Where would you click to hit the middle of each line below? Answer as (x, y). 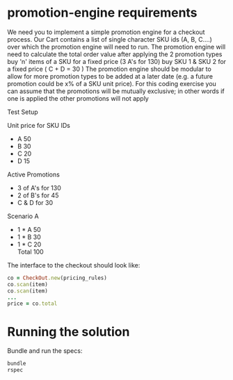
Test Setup (23, 112)
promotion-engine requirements (102, 13)
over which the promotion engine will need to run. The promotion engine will (116, 47)
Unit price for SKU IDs (39, 125)
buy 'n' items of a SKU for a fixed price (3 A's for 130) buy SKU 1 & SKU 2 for (117, 61)
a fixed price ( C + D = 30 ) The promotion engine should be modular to (110, 69)
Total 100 (30, 251)
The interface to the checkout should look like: (74, 265)
